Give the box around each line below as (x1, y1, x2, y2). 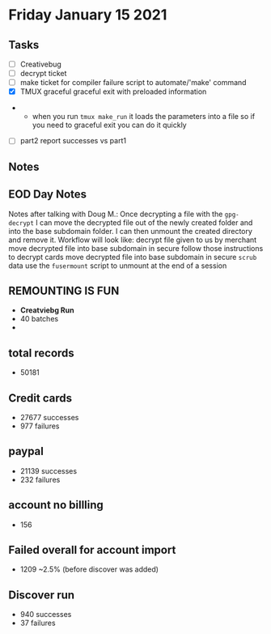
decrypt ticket (19, 69, 67, 79)
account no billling (8, 498, 104, 512)
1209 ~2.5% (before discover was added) (19, 564, 159, 574)
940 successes (19, 610, 72, 619)
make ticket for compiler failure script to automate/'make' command (19, 78, 247, 87)
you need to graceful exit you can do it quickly (32, 120, 188, 130)
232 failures (19, 474, 61, 484)
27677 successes (19, 412, 79, 422)
